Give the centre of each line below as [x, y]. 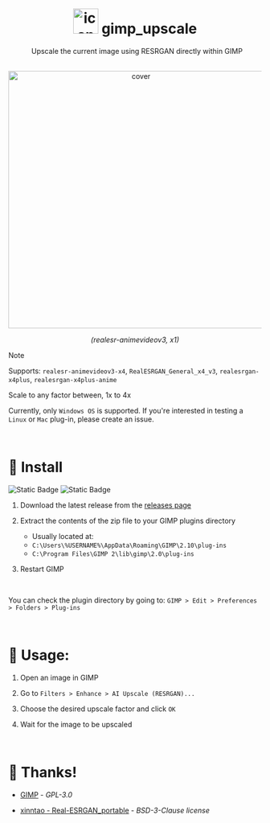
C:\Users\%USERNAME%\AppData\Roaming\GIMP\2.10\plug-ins [129, 545]
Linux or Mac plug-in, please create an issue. [81, 419]
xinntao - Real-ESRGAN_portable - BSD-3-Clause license [115, 810]
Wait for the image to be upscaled [76, 724]
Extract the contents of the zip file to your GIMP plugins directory [127, 521]
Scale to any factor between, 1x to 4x [70, 395]
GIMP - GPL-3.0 [46, 794]
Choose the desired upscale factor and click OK [98, 709]
